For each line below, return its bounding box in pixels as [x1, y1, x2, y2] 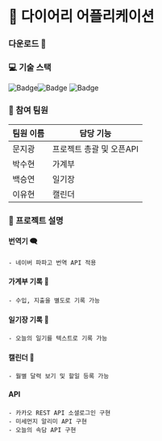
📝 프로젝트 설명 [8, 214, 64, 226]
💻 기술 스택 [8, 62, 52, 73]
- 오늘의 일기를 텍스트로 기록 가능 [8, 335, 108, 343]
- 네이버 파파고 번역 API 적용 [8, 259, 97, 267]
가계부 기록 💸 [8, 277, 50, 286]
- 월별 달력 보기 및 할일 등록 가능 [8, 372, 110, 381]
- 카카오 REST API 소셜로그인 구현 [8, 409, 111, 417]
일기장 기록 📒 [8, 314, 50, 324]
